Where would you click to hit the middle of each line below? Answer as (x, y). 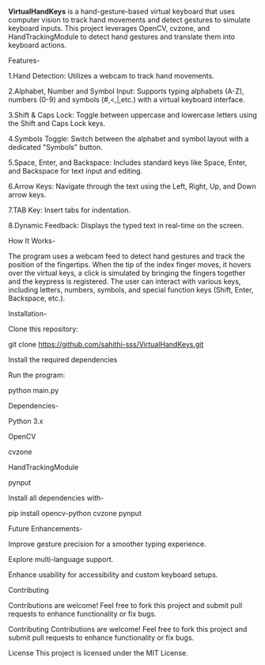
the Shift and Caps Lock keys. (57, 123)
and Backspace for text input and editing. (76, 171)
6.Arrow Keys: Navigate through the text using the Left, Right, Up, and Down (132, 186)
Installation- (28, 313)
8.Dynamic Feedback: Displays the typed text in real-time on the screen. (126, 225)
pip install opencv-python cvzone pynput (75, 513)
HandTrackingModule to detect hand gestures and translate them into (122, 36)
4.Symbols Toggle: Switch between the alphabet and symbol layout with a (129, 139)
